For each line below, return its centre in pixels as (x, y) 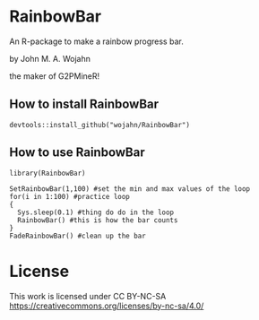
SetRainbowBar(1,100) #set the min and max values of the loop (130, 189)
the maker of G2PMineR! (55, 76)
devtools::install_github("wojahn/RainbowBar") (100, 125)
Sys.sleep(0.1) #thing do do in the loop (96, 212)
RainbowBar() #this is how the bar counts (98, 220)
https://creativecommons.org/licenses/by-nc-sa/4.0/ (107, 306)
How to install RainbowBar (84, 104)
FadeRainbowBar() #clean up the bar (78, 236)
